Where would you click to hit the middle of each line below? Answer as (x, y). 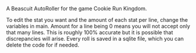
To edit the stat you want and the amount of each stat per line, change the (97, 20)
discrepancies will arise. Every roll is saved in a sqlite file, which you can (95, 39)
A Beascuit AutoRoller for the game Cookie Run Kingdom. (77, 9)
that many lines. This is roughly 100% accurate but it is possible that (90, 32)
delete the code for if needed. (43, 45)
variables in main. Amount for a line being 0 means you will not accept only (98, 26)
